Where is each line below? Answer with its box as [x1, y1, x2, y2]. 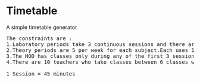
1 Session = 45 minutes [6, 70, 76, 77]
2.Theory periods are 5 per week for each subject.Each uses [6, 47, 189, 54]
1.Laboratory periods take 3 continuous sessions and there [6, 41, 186, 48]
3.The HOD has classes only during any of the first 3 [6, 53, 170, 60]
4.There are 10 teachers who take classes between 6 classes [6, 58, 189, 65]
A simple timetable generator [6, 24, 77, 31]
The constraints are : [6, 35, 73, 42]
